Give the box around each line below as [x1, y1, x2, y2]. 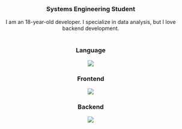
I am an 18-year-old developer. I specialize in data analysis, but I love [5, 19, 176, 26]
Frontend [77, 74, 105, 83]
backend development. [62, 25, 120, 32]
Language [76, 46, 106, 55]
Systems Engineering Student [46, 5, 136, 13]
